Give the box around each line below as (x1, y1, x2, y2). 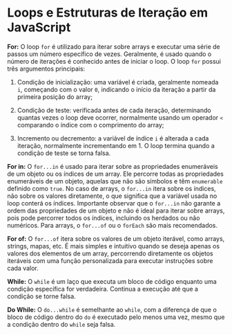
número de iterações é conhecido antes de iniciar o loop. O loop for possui (7, 57, 222, 65)
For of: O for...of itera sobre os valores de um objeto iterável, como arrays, (7, 234, 225, 243)
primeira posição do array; (17, 92, 93, 101)
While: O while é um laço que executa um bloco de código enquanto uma (7, 277, 217, 285)
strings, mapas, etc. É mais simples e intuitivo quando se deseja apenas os (7, 242, 220, 250)
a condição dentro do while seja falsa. (7, 320, 116, 328)
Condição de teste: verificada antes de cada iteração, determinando (17, 106, 212, 114)
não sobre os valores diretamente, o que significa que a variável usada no (7, 192, 217, 200)
